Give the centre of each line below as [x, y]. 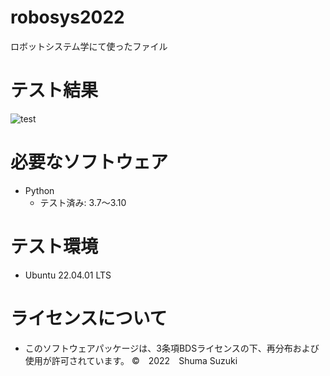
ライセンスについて [89, 318]
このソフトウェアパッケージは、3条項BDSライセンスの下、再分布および [172, 348]
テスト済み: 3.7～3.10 [83, 202]
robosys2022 [67, 17]
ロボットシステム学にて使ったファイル [89, 46]
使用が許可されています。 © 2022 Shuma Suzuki [131, 360]
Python [39, 190]
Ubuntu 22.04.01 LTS [68, 275]
